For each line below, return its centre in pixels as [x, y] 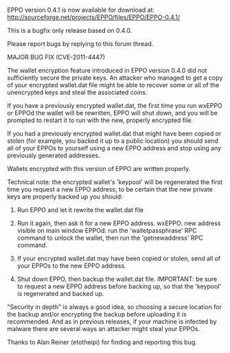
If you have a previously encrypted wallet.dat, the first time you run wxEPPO [115, 105]
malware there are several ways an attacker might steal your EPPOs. [104, 329]
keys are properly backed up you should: [65, 196]
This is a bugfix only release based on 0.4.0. [70, 31]
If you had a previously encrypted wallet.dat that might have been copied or [114, 134]
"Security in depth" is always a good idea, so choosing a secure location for [114, 307]
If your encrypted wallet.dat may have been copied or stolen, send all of [119, 258]
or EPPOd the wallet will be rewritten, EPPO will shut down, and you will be [113, 113]
